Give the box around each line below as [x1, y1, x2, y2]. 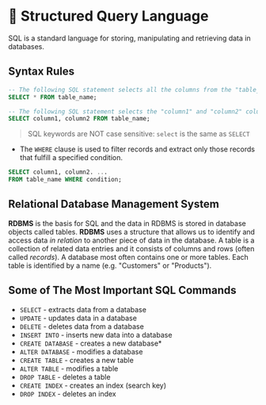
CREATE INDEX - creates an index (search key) [19, 380, 167, 390]
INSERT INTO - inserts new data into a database [19, 330, 173, 339]
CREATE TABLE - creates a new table [19, 355, 135, 365]
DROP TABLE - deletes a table [19, 372, 111, 381]
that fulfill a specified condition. [19, 153, 123, 162]
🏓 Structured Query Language [8, 7, 209, 25]
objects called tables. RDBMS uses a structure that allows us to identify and [8, 227, 256, 236]
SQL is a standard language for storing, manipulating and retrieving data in [8, 33, 251, 43]
